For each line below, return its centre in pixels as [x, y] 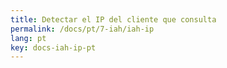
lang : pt [28, 38]
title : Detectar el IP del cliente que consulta [113, 19]
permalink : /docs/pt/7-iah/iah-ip [82, 29]
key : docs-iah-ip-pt [53, 47]
